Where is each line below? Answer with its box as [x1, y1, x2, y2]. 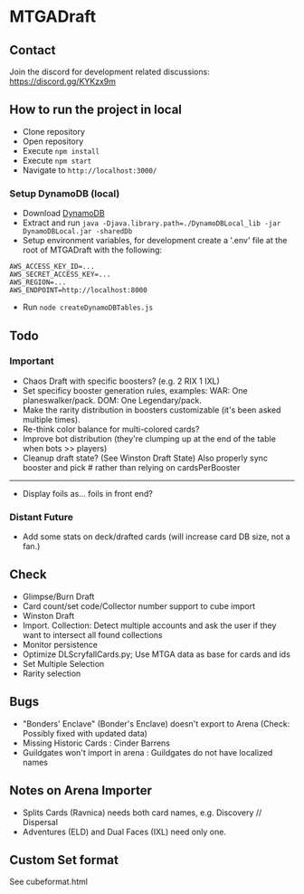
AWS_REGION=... [9, 278, 67, 287]
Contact [9, 43, 56, 58]
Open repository [22, 136, 84, 147]
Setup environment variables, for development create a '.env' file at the [22, 235, 288, 246]
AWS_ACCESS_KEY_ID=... [9, 262, 95, 271]
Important [9, 355, 54, 367]
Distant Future [9, 510, 74, 523]
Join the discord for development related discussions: [9, 66, 210, 77]
